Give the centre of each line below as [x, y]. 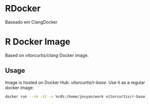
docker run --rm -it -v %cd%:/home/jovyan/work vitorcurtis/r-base [75, 96]
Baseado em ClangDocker [31, 22]
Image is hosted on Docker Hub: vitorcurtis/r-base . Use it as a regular [75, 82]
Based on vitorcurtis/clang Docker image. [47, 55]
